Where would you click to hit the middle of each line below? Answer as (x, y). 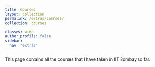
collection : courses (26, 23)
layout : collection (25, 14)
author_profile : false (28, 36)
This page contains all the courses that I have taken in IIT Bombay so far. (78, 59)
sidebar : (14, 41)
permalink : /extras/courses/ (34, 18)
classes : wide (19, 32)
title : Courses (20, 9)
